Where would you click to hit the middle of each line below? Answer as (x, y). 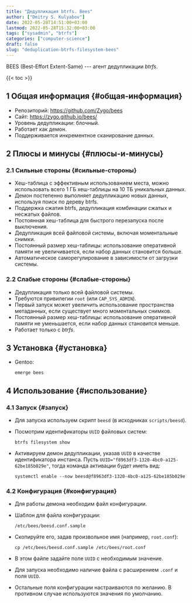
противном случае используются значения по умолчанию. (88, 594)
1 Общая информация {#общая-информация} (94, 96)
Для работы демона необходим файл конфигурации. (81, 504)
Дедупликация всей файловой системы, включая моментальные (96, 233)
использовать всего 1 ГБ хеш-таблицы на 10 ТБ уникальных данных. (100, 189)
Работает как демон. (41, 129)
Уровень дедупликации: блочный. (57, 123)
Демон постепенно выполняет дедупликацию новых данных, (91, 196)
